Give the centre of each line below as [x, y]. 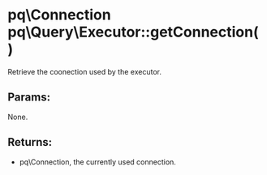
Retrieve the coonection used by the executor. [84, 71]
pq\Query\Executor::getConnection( [133, 32]
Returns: [30, 142]
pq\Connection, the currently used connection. [97, 162]
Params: [29, 98]
